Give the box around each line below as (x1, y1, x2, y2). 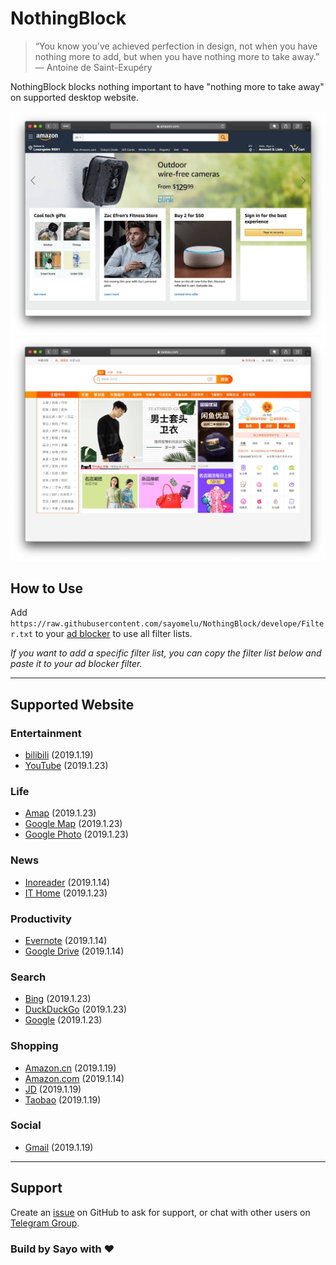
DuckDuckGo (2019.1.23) (24, 1003, 128, 1016)
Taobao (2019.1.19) (24, 1093, 102, 1106)
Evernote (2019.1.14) (24, 934, 108, 946)
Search (10, 970, 47, 984)
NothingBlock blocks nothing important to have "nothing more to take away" (10, 80, 325, 92)
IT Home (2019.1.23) (24, 887, 108, 899)
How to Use (10, 580, 84, 597)
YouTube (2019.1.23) (24, 760, 109, 772)
